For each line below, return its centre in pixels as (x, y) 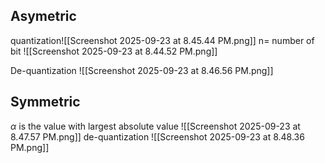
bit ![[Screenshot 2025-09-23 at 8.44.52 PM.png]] (114, 51)
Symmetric (45, 102)
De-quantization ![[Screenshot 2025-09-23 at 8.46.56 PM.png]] (142, 70)
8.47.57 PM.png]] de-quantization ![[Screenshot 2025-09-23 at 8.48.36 (157, 136)
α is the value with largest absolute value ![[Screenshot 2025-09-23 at (155, 126)
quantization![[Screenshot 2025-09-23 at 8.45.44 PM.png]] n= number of (162, 40)
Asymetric (43, 16)
